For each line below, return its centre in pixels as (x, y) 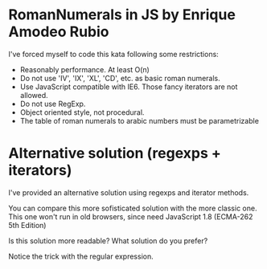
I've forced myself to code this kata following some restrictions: (113, 54)
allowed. (34, 95)
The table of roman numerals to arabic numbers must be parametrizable (140, 120)
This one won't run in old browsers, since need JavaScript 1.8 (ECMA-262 (131, 216)
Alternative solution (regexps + (115, 153)
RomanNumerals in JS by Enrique (122, 15)
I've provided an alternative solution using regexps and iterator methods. (129, 192)
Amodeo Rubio (59, 32)
